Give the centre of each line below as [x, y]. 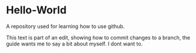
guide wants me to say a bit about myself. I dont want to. [74, 44]
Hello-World [36, 10]
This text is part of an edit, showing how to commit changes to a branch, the [98, 37]
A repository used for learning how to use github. [65, 26]
